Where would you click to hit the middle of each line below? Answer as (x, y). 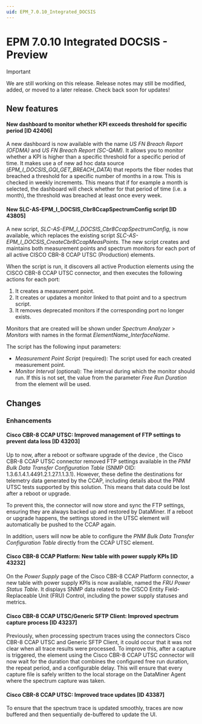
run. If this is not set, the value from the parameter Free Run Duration (101, 378)
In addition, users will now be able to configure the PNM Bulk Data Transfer (100, 536)
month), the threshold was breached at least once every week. (84, 196)
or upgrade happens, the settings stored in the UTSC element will (88, 518)
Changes (24, 403)
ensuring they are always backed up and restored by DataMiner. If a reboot (100, 512)
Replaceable (22, 596)
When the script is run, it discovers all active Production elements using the (100, 266)
